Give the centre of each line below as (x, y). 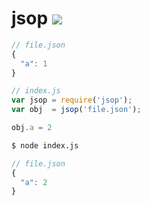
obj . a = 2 (32, 128)
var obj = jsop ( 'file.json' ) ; (76, 110)
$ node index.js (45, 145)
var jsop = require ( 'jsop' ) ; (72, 100)
